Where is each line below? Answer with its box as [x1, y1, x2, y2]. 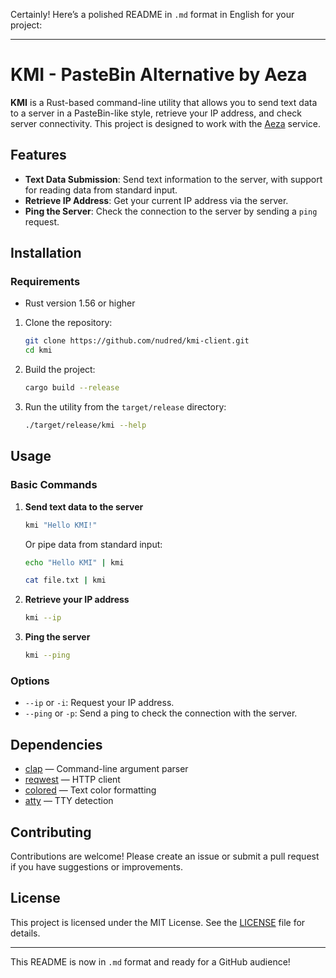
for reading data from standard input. [24, 184, 178, 196]
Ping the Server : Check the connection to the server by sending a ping [24, 205, 318, 217]
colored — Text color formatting [24, 784, 157, 796]
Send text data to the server [24, 500, 144, 513]
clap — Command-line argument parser [24, 763, 189, 775]
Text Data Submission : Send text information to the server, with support [24, 173, 323, 185]
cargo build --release [24, 383, 120, 393]
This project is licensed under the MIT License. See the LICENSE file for [10, 916, 306, 928]
